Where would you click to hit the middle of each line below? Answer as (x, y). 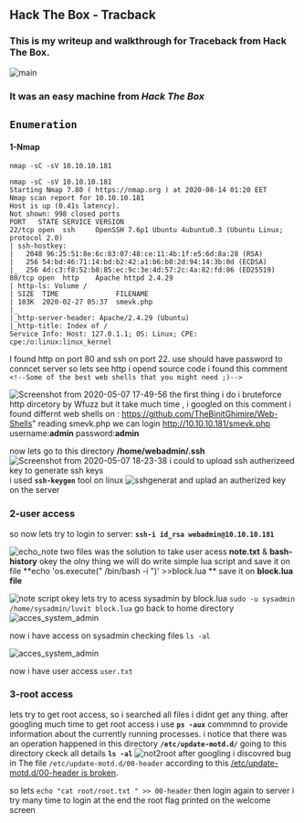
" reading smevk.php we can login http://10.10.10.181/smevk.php (151, 423)
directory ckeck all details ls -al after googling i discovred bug (151, 753)
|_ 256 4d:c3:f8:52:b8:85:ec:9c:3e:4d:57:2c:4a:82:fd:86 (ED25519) (142, 270)
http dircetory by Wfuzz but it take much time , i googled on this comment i (151, 404)
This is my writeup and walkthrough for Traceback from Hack (148, 41)
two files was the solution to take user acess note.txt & (163, 551)
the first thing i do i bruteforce (225, 395)
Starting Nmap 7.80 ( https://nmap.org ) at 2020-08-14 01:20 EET (138, 190)
